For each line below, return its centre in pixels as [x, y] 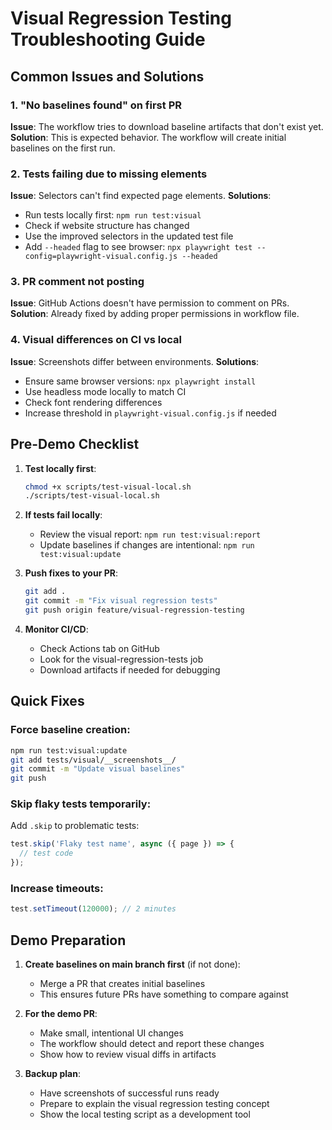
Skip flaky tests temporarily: [81, 804]
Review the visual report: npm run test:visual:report [150, 534]
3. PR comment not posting [77, 282]
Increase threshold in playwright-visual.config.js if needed [150, 413]
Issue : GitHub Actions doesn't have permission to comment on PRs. [150, 303]
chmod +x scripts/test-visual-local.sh [108, 487]
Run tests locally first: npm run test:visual [113, 215]
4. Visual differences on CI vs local [96, 340]
